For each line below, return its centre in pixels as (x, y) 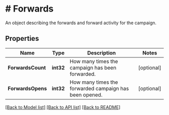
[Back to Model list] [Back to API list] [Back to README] (63, 107)
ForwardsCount (27, 68)
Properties (22, 39)
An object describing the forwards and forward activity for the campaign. (81, 23)
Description (102, 52)
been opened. (86, 95)
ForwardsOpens (27, 88)
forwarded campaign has (99, 88)
